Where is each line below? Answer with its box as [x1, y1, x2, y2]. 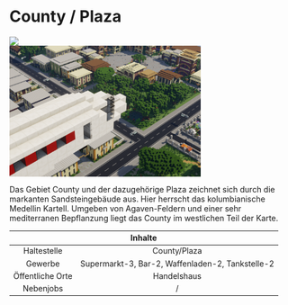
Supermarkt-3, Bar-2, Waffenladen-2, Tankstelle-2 [79, 258, 274, 269]
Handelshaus [152, 270, 202, 281]
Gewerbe [25, 258, 60, 269]
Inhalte [130, 232, 157, 244]
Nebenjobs [22, 283, 64, 294]
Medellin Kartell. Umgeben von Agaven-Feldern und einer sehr [9, 202, 242, 213]
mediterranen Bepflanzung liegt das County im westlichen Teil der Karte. [9, 212, 279, 223]
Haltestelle [22, 246, 63, 256]
